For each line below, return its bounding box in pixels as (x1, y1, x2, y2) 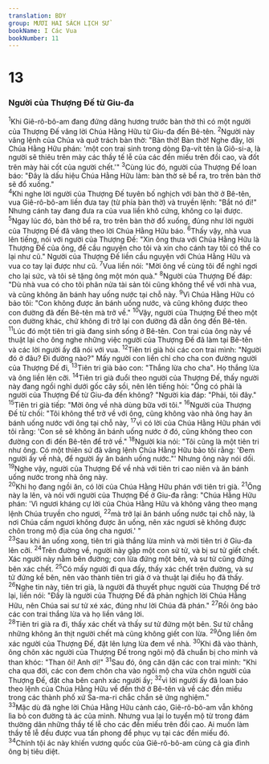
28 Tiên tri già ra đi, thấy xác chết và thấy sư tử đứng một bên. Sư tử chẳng (8, 618, 254, 628)
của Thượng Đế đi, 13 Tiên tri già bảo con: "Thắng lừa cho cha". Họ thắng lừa (8, 362, 259, 373)
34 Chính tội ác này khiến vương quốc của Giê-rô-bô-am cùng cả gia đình (8, 737, 251, 747)
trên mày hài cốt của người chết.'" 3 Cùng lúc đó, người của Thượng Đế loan (8, 161, 257, 172)
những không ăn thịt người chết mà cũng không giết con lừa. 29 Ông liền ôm (8, 628, 257, 639)
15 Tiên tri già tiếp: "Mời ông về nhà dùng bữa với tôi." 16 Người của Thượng (8, 398, 251, 409)
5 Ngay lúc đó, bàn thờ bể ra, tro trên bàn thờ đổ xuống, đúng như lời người (8, 214, 255, 226)
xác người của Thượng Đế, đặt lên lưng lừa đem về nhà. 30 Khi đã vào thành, (8, 637, 259, 648)
